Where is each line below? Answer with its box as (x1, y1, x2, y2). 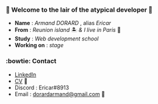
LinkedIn (14, 70, 37, 78)
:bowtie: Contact (5, 57, 57, 65)
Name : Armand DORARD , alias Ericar (14, 20, 111, 27)
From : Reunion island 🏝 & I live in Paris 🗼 (14, 26, 121, 34)
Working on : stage (14, 42, 64, 49)
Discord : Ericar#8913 (14, 84, 70, 91)
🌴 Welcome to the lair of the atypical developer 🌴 (5, 6, 153, 14)
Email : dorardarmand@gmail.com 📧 (14, 90, 105, 97)
